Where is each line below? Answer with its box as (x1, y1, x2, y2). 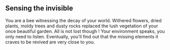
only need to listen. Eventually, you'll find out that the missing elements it (5, 33, 158, 39)
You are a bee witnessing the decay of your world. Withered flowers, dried (5, 17, 162, 23)
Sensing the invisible (5, 4, 73, 13)
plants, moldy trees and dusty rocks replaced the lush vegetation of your (5, 23, 158, 29)
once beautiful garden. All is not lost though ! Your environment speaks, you (5, 28, 165, 34)
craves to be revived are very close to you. (5, 39, 95, 45)
